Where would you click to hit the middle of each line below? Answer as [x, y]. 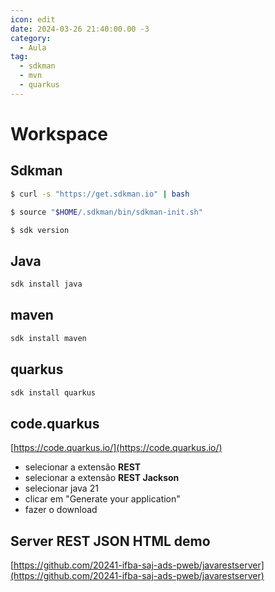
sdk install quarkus [53, 392]
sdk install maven [48, 338]
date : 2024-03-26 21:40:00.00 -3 [80, 29]
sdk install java [46, 284]
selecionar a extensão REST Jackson [102, 478]
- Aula [33, 47]
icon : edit [33, 19]
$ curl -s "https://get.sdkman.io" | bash [100, 194]
